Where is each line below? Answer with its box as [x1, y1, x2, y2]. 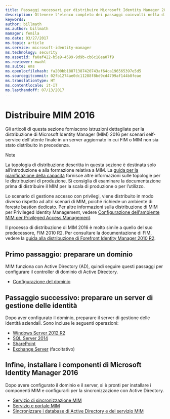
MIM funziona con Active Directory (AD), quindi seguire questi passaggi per [5, 263, 163, 270]
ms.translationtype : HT [5, 78, 56, 83]
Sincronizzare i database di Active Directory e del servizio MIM [12, 408, 144, 414]
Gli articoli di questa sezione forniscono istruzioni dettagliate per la [5, 126, 145, 132]
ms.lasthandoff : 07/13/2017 [5, 87, 65, 93]
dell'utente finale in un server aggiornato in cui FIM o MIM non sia [22, 137, 158, 143]
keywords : [5, 17, 26, 22]
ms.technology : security [5, 50, 58, 55]
